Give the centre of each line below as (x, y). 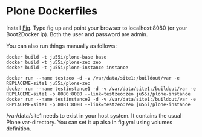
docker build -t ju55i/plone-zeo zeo (54, 62)
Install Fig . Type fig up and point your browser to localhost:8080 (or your (97, 28)
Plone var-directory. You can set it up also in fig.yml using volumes (90, 122)
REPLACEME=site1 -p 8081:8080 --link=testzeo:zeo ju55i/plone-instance (98, 104)
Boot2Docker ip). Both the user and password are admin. (77, 34)
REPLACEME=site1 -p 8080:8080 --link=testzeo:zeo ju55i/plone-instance (98, 94)
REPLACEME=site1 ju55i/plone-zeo (48, 83)
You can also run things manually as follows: (61, 46)
